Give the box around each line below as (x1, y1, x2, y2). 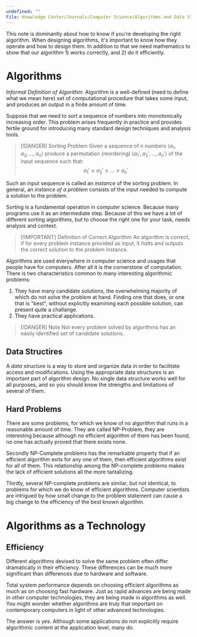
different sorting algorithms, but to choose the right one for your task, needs (6, 216, 191, 223)
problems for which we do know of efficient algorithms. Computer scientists (6, 486, 189, 493)
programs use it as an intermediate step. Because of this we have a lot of (6, 209, 183, 217)
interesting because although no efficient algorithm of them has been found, (6, 432, 191, 440)
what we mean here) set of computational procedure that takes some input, (6, 95, 189, 102)
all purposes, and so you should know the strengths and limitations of (6, 381, 174, 388)
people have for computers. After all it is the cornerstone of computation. (6, 263, 183, 270)
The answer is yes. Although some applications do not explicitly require (6, 618, 179, 625)
